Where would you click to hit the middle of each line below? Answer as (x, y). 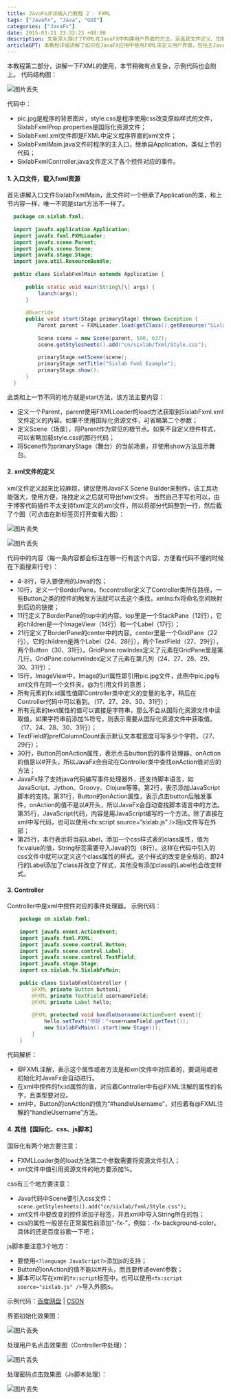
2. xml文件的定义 (31, 471)
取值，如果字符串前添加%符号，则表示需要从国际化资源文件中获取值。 (117, 719)
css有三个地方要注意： (39, 1184)
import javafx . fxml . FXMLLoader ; (60, 236)
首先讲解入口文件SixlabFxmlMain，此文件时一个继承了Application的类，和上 (114, 195)
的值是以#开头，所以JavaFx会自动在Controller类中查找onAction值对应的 (119, 762)
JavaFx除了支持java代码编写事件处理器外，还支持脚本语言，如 (105, 779)
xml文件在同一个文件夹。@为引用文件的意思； (82, 685)
